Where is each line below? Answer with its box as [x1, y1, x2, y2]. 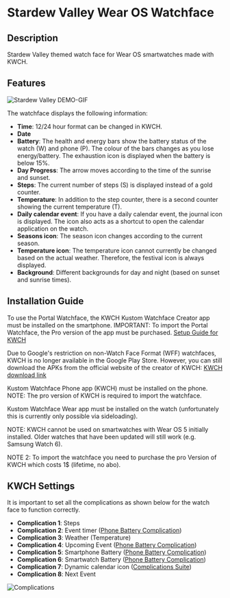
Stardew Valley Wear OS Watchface [7, 5, 214, 21]
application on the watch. [16, 225, 89, 233]
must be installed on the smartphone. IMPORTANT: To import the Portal [7, 321, 209, 329]
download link [7, 371, 47, 379]
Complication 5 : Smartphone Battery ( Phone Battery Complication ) [16, 548, 207, 557]
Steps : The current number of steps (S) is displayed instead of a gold [16, 181, 213, 189]
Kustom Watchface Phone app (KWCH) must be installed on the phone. [7, 384, 208, 392]
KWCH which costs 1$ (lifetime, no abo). [7, 460, 121, 468]
